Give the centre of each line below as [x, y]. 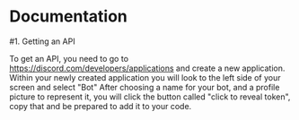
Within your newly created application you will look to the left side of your [145, 77]
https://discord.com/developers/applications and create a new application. [147, 68]
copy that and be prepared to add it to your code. [101, 106]
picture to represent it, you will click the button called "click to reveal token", [150, 97]
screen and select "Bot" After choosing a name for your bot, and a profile [145, 87]
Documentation [69, 17]
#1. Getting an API [42, 41]
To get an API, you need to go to [69, 58]
